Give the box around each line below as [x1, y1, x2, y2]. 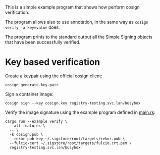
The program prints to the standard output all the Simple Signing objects [5, 34, 153, 40]
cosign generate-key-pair [5, 82, 58, 87]
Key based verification [5, 56, 101, 68]
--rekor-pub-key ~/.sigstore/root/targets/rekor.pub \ [9, 136, 125, 141]
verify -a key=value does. [5, 24, 60, 30]
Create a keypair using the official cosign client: [5, 73, 103, 79]
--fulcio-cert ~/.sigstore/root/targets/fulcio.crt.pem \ [9, 141, 132, 146]
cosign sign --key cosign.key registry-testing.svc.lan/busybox [5, 101, 141, 105]
